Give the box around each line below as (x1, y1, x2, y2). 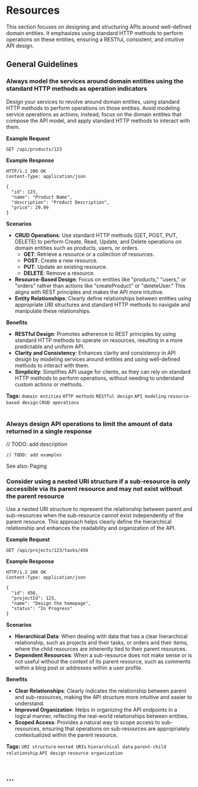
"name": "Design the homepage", (11, 601, 92, 607)
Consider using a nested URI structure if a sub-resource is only (6, 477, 191, 485)
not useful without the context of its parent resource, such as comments (14, 658, 191, 665)
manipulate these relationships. (14, 307, 91, 315)
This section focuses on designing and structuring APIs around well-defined (6, 23, 192, 30)
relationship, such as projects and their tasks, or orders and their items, (14, 639, 189, 646)
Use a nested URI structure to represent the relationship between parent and (6, 506, 193, 513)
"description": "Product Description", (11, 199, 110, 205)
